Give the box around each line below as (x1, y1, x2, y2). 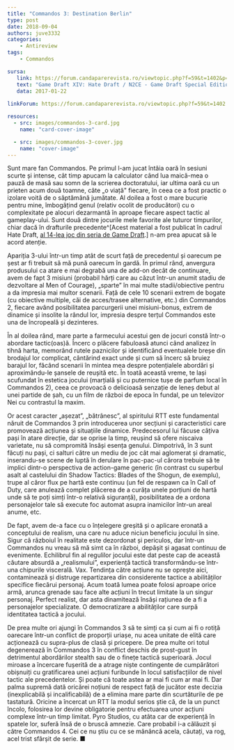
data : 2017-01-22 (16, 88, 68, 95)
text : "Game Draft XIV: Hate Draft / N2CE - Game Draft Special (16, 81, 208, 88)
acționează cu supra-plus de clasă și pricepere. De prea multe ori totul (7, 639, 210, 647)
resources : (7, 113, 39, 120)
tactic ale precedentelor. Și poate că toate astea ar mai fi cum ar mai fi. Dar (7, 675, 222, 684)
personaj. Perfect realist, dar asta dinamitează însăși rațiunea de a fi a (7, 595, 208, 604)
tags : (7, 49, 23, 56)
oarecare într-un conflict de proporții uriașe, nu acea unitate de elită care (7, 631, 217, 639)
